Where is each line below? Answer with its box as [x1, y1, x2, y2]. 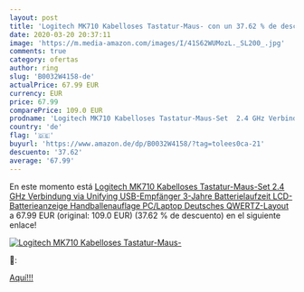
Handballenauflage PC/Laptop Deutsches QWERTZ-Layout [70, 200, 290, 211]
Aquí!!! [9, 272, 33, 283]
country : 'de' [9, 123, 63, 132]
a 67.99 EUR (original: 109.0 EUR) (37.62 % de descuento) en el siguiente [9, 210, 281, 221]
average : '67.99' [9, 155, 75, 165]
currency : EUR [9, 89, 63, 98]
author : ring [9, 64, 59, 73]
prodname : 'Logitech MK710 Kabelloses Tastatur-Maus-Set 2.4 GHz [9, 114, 265, 123]
